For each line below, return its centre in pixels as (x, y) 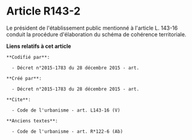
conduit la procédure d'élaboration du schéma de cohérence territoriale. (96, 34)
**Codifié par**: (28, 57)
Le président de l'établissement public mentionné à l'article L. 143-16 (92, 28)
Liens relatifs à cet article (39, 46)
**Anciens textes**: (32, 121)
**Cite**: (19, 99)
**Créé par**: (24, 78)
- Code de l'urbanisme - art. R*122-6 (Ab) (67, 132)
